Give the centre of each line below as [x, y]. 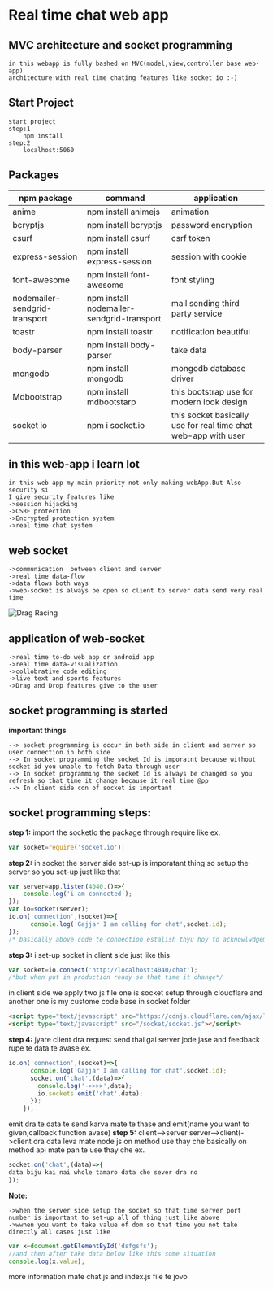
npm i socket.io [116, 425]
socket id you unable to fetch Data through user [94, 767]
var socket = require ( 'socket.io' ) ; [67, 847]
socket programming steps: [80, 813]
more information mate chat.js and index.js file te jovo [98, 1277]
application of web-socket [76, 638]
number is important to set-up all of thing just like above [114, 1217]
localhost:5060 [49, 150]
